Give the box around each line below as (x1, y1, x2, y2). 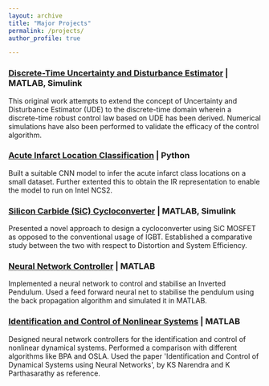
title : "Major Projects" (8, 19, 92, 27)
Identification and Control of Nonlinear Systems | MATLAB (8, 316, 241, 327)
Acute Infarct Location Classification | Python (8, 150, 190, 161)
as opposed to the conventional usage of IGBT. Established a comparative (8, 232, 253, 242)
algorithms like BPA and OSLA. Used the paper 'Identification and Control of (8, 351, 259, 361)
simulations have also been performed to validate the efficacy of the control (8, 121, 259, 131)
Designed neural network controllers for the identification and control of (8, 334, 247, 343)
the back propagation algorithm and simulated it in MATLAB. (8, 296, 207, 306)
